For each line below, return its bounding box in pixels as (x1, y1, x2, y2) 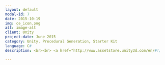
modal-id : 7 (5, 12, 29, 17)
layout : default (5, 7, 38, 12)
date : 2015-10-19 (5, 16, 41, 21)
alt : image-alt (5, 25, 36, 30)
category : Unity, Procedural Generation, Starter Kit (5, 39, 118, 44)
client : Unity (5, 30, 34, 35)
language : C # (5, 43, 32, 48)
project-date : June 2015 (5, 35, 56, 40)
